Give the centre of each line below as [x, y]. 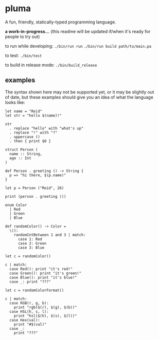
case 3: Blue [31, 247]
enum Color [16, 205]
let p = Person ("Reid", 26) [35, 188]
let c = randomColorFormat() [35, 290]
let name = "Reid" [24, 111]
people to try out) [23, 37]
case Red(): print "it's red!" [41, 269]
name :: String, [26, 154]
